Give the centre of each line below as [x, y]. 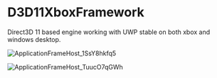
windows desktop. [34, 39]
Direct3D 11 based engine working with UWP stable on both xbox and [109, 32]
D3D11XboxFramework [76, 12]
